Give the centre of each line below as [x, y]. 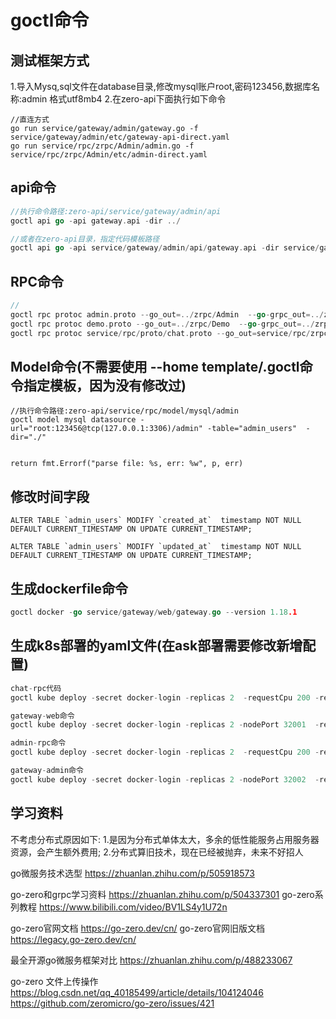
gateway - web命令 [42, 716]
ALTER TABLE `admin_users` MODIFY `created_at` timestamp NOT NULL [156, 521]
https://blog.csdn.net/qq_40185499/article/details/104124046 [137, 992]
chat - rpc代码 [36, 688]
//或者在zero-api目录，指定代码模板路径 [85, 239]
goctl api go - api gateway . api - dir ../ [96, 221]
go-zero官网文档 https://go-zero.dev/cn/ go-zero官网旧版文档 [137, 928]
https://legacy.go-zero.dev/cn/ [73, 939]
